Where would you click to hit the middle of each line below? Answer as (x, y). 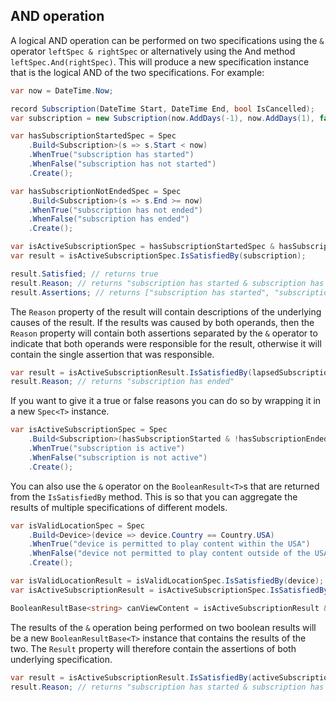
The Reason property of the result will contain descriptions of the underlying (166, 311)
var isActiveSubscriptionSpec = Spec (89, 430)
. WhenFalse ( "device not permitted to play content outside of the (169, 554)
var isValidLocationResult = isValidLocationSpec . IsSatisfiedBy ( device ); (167, 581)
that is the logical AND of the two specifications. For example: (137, 72)
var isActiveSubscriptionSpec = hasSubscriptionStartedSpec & (142, 247)
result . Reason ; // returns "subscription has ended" (122, 382)
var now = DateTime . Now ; (62, 90)
